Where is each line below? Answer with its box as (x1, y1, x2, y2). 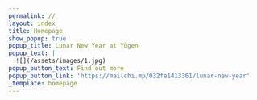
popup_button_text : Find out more (8, 65, 125, 73)
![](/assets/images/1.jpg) (15, 57, 106, 65)
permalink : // (8, 11, 56, 20)
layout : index (8, 19, 56, 27)
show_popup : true (8, 34, 67, 43)
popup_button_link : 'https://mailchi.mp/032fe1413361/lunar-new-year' (8, 72, 251, 80)
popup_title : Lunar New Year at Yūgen (8, 42, 139, 50)
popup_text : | (8, 49, 56, 57)
